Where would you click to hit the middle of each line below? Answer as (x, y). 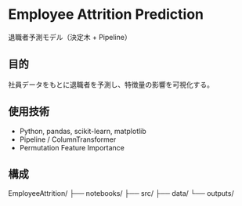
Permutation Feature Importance (72, 147)
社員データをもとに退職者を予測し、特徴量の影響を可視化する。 (111, 85)
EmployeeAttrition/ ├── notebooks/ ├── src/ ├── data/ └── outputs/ (121, 193)
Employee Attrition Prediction (106, 14)
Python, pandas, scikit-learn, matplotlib (83, 131)
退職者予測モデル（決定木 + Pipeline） (70, 37)
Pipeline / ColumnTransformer (68, 139)
